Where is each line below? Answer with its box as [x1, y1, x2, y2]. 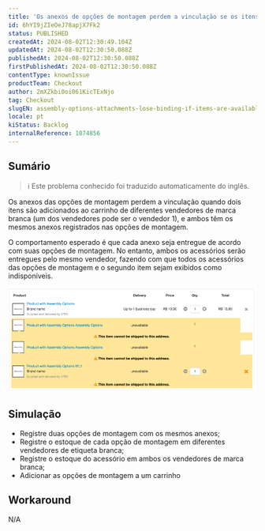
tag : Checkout [8, 96, 55, 104]
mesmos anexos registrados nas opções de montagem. [8, 222, 188, 232]
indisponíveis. [8, 271, 54, 281]
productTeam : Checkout [8, 79, 83, 87]
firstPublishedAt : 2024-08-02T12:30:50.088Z [8, 63, 157, 71]
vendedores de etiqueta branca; [19, 445, 125, 454]
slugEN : [8, 104, 34, 112]
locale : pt [8, 113, 44, 121]
